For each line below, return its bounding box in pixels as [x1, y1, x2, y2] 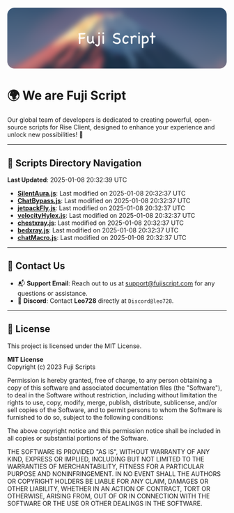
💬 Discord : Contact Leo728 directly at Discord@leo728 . [17, 297, 174, 305]
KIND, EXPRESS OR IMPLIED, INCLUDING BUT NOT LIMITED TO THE [7, 455, 205, 463]
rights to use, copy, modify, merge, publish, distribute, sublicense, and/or [7, 398, 217, 407]
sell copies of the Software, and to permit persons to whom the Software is [7, 405, 223, 414]
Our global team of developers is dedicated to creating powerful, [7, 116, 193, 124]
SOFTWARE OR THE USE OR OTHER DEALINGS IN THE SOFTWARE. [7, 499, 203, 507]
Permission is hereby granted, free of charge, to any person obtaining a [7, 376, 212, 384]
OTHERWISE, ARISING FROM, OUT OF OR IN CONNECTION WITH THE [7, 491, 210, 500]
